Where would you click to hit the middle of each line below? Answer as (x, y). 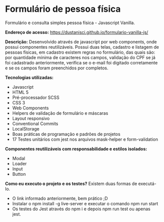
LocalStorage (26, 128)
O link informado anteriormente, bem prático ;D (60, 198)
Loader (19, 163)
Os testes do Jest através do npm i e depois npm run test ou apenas (81, 209)
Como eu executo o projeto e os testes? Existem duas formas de (71, 184)
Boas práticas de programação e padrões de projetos (66, 134)
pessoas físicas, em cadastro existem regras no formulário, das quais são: (80, 52)
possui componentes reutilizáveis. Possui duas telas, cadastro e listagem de (82, 47)
